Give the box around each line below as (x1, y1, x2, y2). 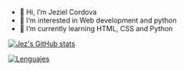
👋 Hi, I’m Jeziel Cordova (19, 8, 97, 16)
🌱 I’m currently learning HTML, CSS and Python (19, 24, 174, 33)
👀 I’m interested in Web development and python (19, 16, 177, 25)
